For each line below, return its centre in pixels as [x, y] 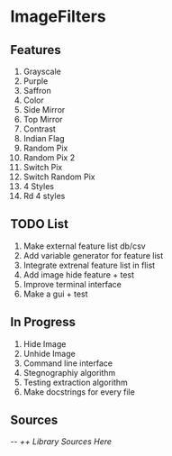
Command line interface [68, 363]
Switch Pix [43, 167]
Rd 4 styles [44, 196]
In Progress [43, 322]
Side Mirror [44, 109]
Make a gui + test [55, 294]
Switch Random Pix [59, 177]
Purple [36, 81]
